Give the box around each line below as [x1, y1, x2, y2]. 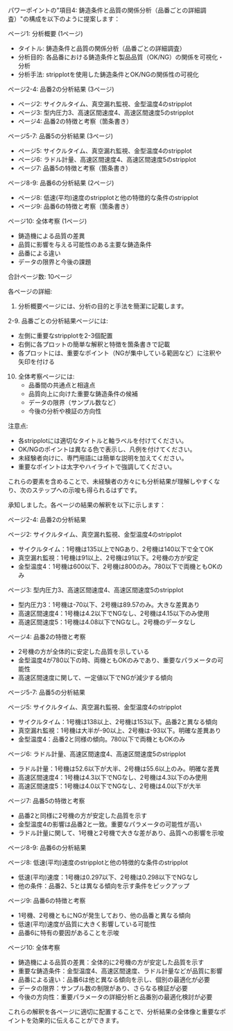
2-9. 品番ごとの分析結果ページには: [8, 317, 108, 325]
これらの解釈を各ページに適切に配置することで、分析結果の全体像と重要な [8, 1007, 221, 1016]
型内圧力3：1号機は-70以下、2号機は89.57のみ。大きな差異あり [17, 601, 200, 609]
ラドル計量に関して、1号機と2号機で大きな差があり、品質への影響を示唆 [17, 829, 225, 837]
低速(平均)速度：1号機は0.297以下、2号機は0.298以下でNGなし [17, 873, 199, 881]
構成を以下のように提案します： [28, 15, 121, 23]
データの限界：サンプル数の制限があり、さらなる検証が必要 [17, 984, 188, 992]
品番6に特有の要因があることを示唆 [17, 929, 120, 937]
